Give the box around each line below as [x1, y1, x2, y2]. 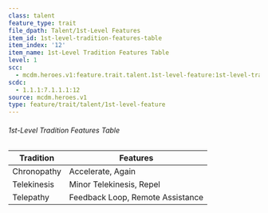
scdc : [8, 78, 26, 86]
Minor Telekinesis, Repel [69, 179, 161, 190]
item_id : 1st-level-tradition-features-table [8, 34, 162, 42]
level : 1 [8, 57, 37, 65]
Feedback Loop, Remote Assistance [69, 192, 204, 203]
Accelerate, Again [69, 166, 136, 177]
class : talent [8, 11, 56, 20]
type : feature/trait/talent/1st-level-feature [8, 101, 166, 108]
